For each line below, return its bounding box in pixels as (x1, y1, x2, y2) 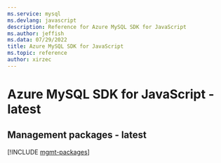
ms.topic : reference (7, 50, 68, 57)
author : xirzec (7, 56, 52, 63)
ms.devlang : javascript (7, 17, 77, 24)
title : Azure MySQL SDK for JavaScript (7, 43, 124, 50)
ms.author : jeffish (7, 30, 65, 37)
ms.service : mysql (7, 10, 61, 18)
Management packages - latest (7, 129, 147, 141)
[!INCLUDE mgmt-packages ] (7, 148, 90, 156)
